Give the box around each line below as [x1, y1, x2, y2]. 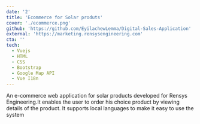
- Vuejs [11, 48, 31, 54]
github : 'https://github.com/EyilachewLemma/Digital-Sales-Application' [6, 25, 192, 32]
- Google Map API [11, 70, 55, 76]
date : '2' [6, 8, 31, 15]
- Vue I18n [11, 75, 39, 81]
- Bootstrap [11, 64, 42, 71]
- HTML [11, 53, 28, 59]
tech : [6, 43, 20, 49]
